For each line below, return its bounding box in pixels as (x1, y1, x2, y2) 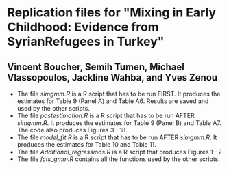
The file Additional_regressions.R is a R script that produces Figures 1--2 (16, 148, 223, 156)
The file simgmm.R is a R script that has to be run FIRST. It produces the (16, 90, 221, 98)
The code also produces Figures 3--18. (16, 126, 128, 134)
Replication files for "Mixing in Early (7, 5, 217, 20)
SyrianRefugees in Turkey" (7, 34, 165, 49)
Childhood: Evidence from (7, 19, 159, 35)
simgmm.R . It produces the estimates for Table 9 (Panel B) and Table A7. (16, 119, 221, 127)
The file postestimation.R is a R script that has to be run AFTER (16, 111, 195, 119)
